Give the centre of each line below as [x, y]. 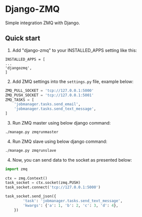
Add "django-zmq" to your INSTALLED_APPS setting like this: [74, 50]
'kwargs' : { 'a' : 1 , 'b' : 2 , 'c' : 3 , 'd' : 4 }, [71, 205]
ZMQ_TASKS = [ [20, 100]
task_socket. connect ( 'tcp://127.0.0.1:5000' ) [53, 187]
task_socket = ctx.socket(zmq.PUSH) [43, 183]
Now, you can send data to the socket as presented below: [72, 160]
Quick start [23, 38]
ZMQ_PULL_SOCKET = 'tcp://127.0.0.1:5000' [49, 90]
